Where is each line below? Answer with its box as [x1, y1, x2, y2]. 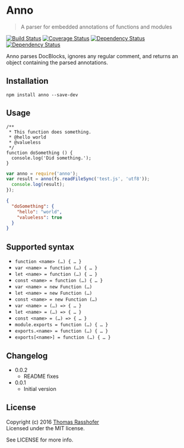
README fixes [23, 373, 59, 380]
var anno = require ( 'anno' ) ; [6, 171, 78, 176]
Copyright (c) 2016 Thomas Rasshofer [6, 418, 100, 425]
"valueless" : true [17, 214, 62, 220]
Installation [6, 76, 49, 86]
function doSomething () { [6, 150, 73, 156]
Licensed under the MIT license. [6, 424, 85, 431]
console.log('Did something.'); [11, 155, 92, 161]
